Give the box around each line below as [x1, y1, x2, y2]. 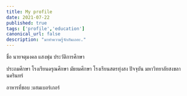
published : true [6, 20, 47, 26]
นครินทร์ [6, 72, 24, 79]
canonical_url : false [6, 31, 61, 37]
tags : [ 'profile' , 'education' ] [6, 25, 85, 32]
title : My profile [6, 8, 52, 15]
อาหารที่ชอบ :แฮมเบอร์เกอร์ [6, 84, 60, 91]
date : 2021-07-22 [6, 14, 50, 20]
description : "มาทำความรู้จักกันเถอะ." [6, 37, 86, 43]
